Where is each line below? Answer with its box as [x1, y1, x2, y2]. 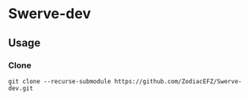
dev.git [8, 84, 34, 92]
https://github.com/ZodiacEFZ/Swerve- [114, 77, 243, 85]
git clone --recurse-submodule [8, 77, 111, 85]
